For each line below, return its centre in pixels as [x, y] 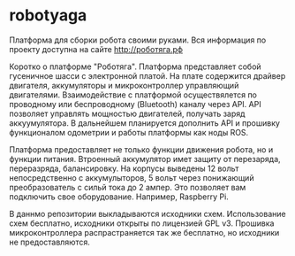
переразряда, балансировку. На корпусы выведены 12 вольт [124, 168]
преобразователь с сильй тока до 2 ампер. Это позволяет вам [128, 187]
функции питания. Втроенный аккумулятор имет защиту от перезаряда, [145, 159]
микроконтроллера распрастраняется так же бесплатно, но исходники [144, 232]
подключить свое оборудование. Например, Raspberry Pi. [119, 197]
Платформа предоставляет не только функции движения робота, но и [141, 149]
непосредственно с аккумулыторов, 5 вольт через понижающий [132, 177]
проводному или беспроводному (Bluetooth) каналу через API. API [136, 104]
